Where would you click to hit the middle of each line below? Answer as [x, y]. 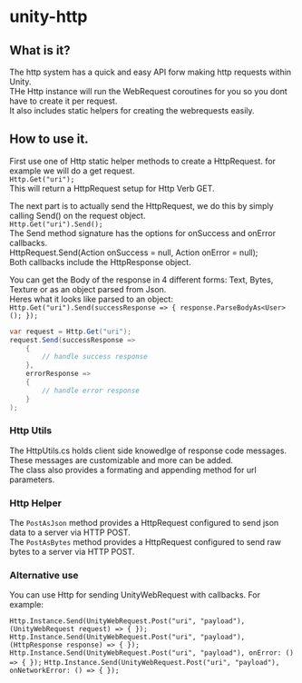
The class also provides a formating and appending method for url [133, 470]
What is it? [40, 50]
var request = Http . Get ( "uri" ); [70, 332]
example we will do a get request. [72, 171]
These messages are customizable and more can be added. [122, 460]
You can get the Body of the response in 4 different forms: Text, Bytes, [141, 280]
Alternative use [44, 576]
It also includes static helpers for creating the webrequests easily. [132, 110]
